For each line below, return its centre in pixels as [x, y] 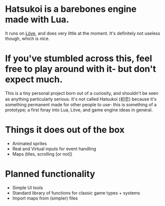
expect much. [34, 80]
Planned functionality [50, 174]
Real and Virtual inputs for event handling [54, 149]
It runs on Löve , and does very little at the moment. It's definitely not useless [83, 33]
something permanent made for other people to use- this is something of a [81, 104]
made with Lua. [37, 20]
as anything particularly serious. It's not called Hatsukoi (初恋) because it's [81, 99]
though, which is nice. [28, 39]
